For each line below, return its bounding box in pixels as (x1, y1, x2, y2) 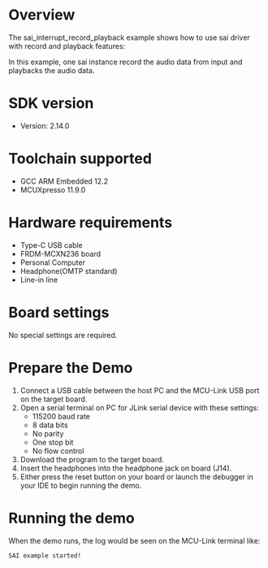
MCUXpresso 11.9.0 (19, 184, 86, 194)
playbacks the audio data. (8, 65, 95, 75)
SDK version (8, 94, 94, 113)
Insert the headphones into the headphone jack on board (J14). (19, 463, 232, 473)
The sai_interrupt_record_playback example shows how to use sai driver (8, 33, 250, 42)
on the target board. (19, 394, 88, 404)
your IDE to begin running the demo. (19, 480, 142, 490)
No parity (32, 428, 64, 438)
